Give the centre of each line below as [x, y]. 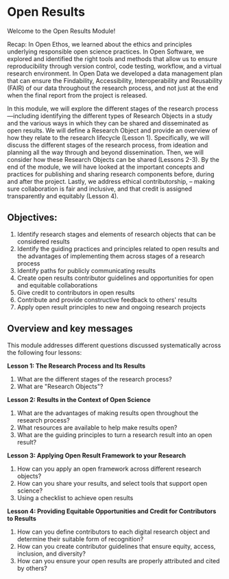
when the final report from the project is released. [77, 95]
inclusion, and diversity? [51, 554]
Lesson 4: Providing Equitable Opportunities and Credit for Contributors [112, 511]
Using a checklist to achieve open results [75, 497]
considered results [43, 241]
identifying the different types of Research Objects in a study [126, 116]
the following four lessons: [45, 352]
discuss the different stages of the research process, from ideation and [108, 145]
